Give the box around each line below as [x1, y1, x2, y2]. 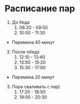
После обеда [11, 49, 40, 55]
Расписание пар [4, 3, 75, 14]
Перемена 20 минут [11, 74, 55, 80]
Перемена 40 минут [11, 39, 55, 45]
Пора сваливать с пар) [11, 83, 60, 89]
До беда [11, 19, 30, 25]
